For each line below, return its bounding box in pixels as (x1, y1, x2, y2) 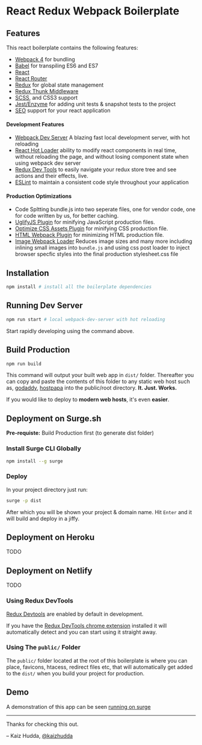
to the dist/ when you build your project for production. (6, 669, 145, 677)
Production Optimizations (6, 192, 72, 200)
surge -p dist (6, 497, 42, 503)
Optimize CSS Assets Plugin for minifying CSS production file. (14, 225, 168, 232)
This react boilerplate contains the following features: (6, 44, 138, 51)
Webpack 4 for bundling (14, 56, 75, 63)
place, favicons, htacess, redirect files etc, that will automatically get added (6, 663, 193, 670)
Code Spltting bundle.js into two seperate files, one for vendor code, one (14, 206, 196, 213)
